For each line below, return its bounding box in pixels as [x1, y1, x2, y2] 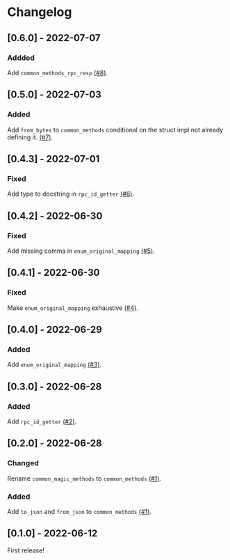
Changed [7, 458, 40, 468]
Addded [7, 53, 35, 63]
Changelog [7, 4, 72, 20]
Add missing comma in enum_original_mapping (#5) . [7, 247, 155, 255]
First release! [7, 546, 45, 554]
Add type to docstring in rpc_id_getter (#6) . [7, 189, 134, 199]
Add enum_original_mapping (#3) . [7, 360, 102, 369]
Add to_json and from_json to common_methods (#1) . [7, 507, 151, 515]
